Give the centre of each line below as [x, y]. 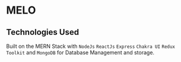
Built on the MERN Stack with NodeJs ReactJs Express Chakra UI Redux [91, 46]
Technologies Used [42, 32]
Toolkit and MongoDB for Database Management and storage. [80, 53]
